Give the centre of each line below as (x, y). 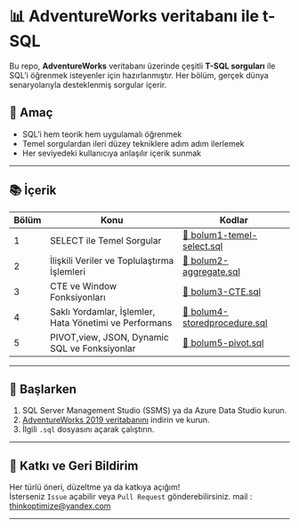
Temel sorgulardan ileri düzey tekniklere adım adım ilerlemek (133, 143)
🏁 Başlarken (43, 389)
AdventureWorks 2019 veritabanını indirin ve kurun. (116, 420)
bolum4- (210, 311)
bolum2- (210, 260)
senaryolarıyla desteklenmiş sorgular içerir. (88, 84)
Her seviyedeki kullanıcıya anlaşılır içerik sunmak (112, 153)
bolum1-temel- (224, 235)
